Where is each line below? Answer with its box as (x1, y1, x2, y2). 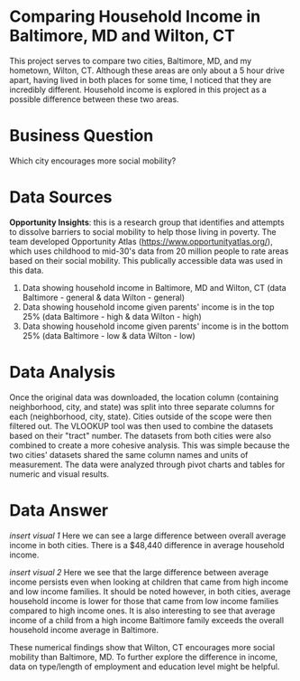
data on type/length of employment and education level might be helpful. (9, 661, 280, 672)
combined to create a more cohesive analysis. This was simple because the (9, 440, 290, 451)
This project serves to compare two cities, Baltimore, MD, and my (9, 55, 252, 66)
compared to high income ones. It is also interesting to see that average (9, 605, 276, 616)
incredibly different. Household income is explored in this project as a (9, 84, 268, 95)
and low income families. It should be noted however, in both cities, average (9, 585, 291, 597)
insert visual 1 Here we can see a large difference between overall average (9, 530, 286, 541)
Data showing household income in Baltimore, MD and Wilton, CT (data (22, 282, 286, 293)
